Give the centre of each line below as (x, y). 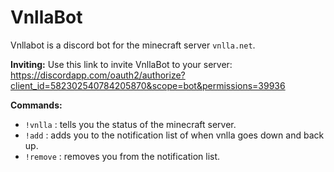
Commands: (36, 105)
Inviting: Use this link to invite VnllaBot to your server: (121, 64)
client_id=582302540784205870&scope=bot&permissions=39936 (148, 85)
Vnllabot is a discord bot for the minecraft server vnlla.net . (133, 45)
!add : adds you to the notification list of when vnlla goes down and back (174, 135)
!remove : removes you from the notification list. (122, 156)
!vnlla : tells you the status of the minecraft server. (130, 124)
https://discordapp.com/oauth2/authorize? (98, 75)
